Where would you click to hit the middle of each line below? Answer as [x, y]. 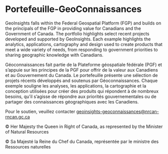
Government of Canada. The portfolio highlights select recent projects [77, 33]
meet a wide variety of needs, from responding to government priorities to [82, 49]
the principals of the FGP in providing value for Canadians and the [73, 28]
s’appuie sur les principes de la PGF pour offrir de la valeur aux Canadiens [82, 70]
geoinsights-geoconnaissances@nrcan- [117, 111]
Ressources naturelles [28, 146]
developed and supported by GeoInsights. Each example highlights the [78, 39]
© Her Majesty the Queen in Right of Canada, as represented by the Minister [84, 126]
